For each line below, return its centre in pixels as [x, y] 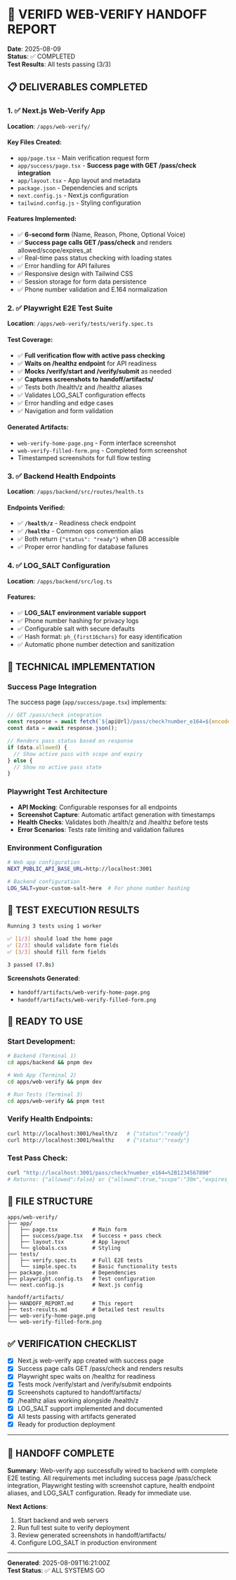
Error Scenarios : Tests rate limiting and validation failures [101, 829]
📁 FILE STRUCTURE [50, 1201]
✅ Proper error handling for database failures [83, 547]
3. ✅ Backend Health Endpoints [61, 476]
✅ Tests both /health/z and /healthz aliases [80, 387]
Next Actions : [27, 1506]
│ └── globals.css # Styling [64, 1249]
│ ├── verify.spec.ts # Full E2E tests [75, 1260]
